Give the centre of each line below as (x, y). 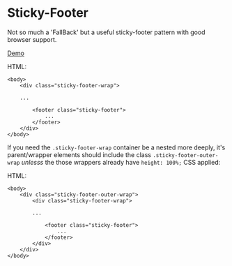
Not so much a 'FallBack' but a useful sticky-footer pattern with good (106, 32)
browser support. (32, 39)
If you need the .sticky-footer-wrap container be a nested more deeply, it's (116, 147)
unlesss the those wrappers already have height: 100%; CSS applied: (121, 162)
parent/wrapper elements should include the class (79, 154)
